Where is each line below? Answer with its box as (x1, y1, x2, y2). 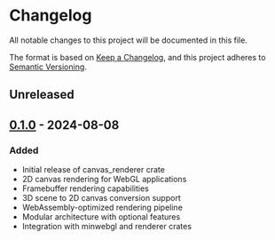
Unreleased (9, 87, 75, 102)
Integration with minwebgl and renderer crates (21, 221, 192, 232)
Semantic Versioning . (9, 61, 87, 72)
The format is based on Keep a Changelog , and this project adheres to (9, 52, 266, 62)
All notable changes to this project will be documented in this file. (9, 35, 248, 45)
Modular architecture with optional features (21, 212, 181, 222)
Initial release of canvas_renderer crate (21, 164, 166, 175)
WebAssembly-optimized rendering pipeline (21, 202, 184, 213)
